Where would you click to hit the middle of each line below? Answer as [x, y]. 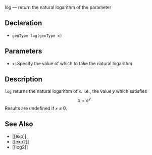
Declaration [23, 23]
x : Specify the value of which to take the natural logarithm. [73, 63]
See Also [19, 124]
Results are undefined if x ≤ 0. [36, 109]
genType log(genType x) [37, 36]
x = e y [84, 100]
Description [23, 80]
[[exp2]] [20, 141]
